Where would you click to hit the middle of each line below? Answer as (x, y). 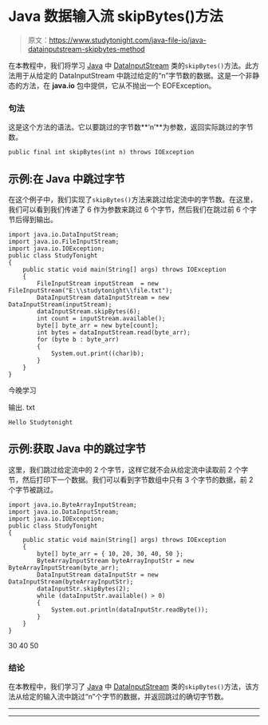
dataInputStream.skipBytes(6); (89, 312)
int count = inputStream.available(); (101, 319)
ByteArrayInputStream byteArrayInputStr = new (116, 560)
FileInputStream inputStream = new (98, 284)
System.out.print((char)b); (98, 354)
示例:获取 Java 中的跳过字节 (77, 449)
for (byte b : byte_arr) (78, 340)
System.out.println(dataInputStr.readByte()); (130, 609)
